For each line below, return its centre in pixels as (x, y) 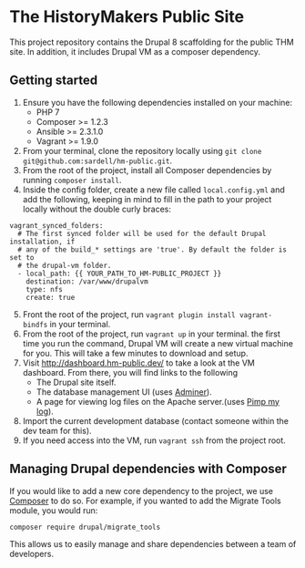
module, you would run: (54, 510)
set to (22, 257)
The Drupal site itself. (76, 382)
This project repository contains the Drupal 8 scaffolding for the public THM (152, 42)
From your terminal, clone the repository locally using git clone (142, 150)
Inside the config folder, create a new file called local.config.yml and (153, 190)
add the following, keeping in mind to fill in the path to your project (147, 199)
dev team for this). (57, 430)
